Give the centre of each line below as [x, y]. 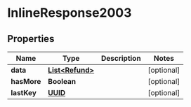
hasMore [26, 81]
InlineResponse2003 [70, 13]
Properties [31, 39]
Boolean [62, 81]
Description [121, 58]
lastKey [24, 93]
